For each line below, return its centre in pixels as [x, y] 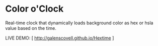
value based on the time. [31, 28]
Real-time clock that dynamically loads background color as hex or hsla [79, 23]
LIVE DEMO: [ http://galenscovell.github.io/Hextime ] [60, 38]
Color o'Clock [34, 9]
